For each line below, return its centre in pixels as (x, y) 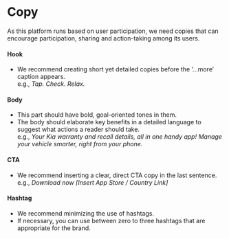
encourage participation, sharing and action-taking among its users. (103, 38)
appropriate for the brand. (54, 228)
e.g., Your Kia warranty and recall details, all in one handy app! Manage (119, 137)
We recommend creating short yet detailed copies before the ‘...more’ (116, 69)
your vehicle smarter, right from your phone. (80, 144)
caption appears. (41, 77)
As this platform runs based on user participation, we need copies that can (113, 31)
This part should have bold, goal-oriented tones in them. (97, 115)
